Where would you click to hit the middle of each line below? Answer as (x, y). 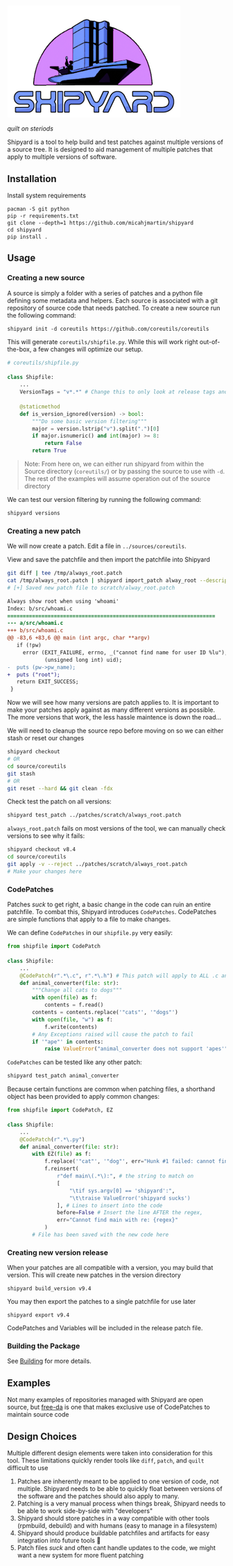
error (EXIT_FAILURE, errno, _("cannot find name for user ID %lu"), (125, 652)
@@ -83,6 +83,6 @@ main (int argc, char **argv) (79, 638)
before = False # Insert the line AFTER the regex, (130, 1213)
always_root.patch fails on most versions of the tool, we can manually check (116, 829)
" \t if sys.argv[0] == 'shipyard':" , (122, 1191)
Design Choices (42, 1436)
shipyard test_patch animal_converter (63, 1076)
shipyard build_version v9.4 (49, 1289)
